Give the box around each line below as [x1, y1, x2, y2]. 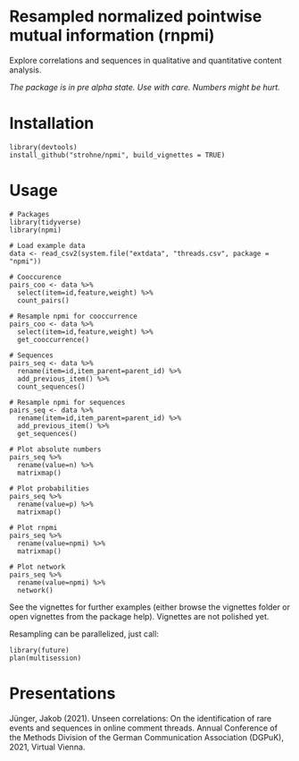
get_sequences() [17, 429, 78, 438]
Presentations [9, 683, 116, 704]
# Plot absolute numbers [9, 445, 102, 454]
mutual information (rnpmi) [9, 25, 215, 46]
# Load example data [9, 241, 87, 250]
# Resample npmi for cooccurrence [9, 312, 138, 321]
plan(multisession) [9, 654, 82, 663]
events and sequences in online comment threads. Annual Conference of [9, 723, 278, 733]
